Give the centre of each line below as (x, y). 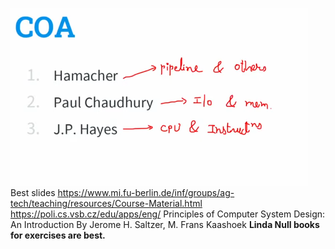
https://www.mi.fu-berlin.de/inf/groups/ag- (146, 192)
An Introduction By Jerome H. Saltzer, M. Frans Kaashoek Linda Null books (165, 224)
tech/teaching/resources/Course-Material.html (106, 203)
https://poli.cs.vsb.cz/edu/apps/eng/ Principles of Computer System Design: (168, 214)
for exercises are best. (58, 235)
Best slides (33, 192)
